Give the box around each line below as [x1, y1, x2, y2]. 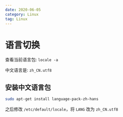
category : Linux [5, 12, 39, 17]
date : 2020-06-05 [5, 7, 41, 12]
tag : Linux [5, 16, 28, 21]
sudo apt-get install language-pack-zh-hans [5, 97, 99, 102]
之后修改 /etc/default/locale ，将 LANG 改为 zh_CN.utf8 [5, 106, 119, 112]
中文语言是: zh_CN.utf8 [5, 67, 52, 73]
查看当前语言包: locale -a [5, 57, 59, 62]
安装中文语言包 [5, 83, 51, 92]
